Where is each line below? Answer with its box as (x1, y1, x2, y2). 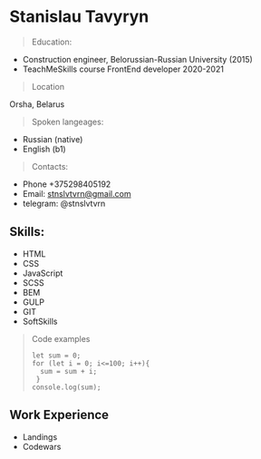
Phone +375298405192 (22, 179, 111, 190)
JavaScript (22, 268, 63, 278)
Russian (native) (22, 133, 83, 144)
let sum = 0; (31, 351, 82, 360)
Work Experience (9, 407, 110, 423)
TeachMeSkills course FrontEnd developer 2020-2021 (22, 63, 225, 74)
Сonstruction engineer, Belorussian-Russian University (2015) (22, 54, 254, 64)
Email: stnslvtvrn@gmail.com (22, 188, 131, 199)
